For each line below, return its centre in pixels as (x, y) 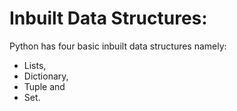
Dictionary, (46, 76)
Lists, (35, 65)
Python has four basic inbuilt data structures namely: (118, 46)
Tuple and (44, 86)
